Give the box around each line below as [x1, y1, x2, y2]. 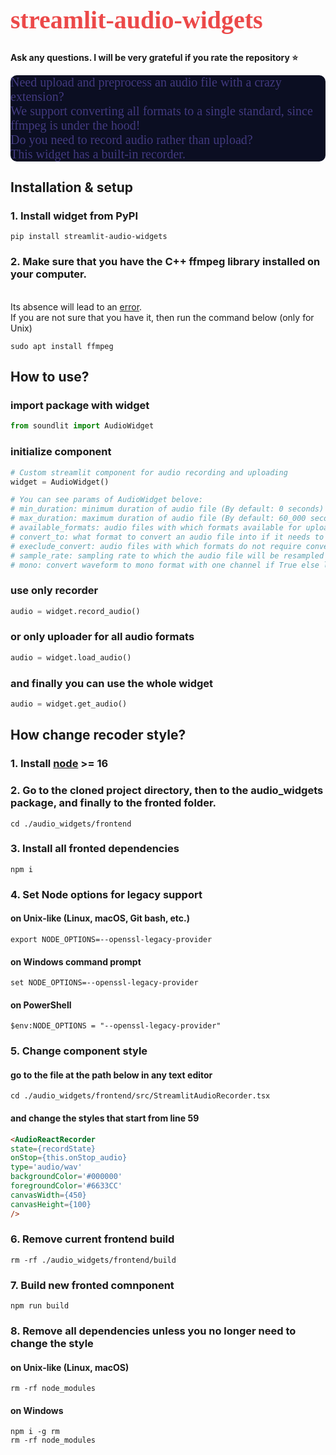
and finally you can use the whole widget [10, 676, 214, 690]
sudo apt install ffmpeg [10, 341, 114, 351]
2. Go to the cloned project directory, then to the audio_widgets [10, 784, 324, 798]
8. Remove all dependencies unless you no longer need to [10, 1324, 297, 1338]
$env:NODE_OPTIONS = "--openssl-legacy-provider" [10, 1021, 222, 1031]
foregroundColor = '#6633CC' [10, 1181, 123, 1191]
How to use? [10, 369, 90, 386]
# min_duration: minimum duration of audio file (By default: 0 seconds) [10, 504, 325, 514]
